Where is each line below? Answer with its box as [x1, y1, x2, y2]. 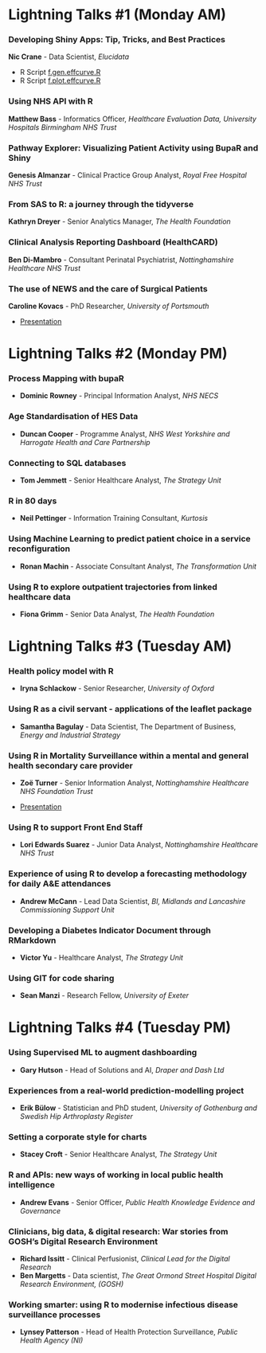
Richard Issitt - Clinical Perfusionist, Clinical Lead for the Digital [19, 1253, 230, 1263]
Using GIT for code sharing [8, 972, 115, 983]
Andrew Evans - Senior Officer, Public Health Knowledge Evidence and [19, 1197, 256, 1207]
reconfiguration [8, 543, 71, 554]
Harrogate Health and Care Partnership [19, 437, 151, 447]
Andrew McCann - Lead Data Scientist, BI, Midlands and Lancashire [19, 896, 246, 905]
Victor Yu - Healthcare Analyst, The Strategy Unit [19, 952, 183, 962]
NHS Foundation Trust [19, 787, 93, 796]
